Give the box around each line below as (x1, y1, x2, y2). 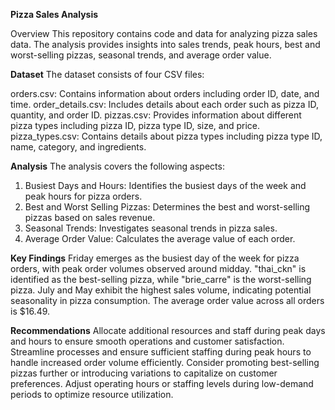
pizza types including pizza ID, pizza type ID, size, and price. (10, 120, 261, 131)
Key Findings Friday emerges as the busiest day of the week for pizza (10, 252, 300, 264)
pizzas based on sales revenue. (24, 212, 156, 223)
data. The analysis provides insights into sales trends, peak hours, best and (10, 39, 321, 50)
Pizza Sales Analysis (10, 9, 99, 20)
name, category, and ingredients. (10, 141, 147, 153)
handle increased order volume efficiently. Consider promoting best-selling (10, 357, 320, 368)
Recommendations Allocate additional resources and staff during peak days (10, 325, 326, 336)
